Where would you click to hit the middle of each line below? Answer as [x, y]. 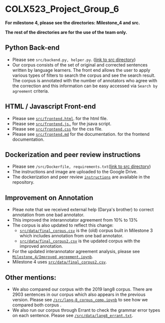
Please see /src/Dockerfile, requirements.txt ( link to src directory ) [82, 166]
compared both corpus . [37, 305]
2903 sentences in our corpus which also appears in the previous [79, 294]
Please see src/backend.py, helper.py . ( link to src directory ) [74, 60]
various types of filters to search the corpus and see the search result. [84, 75]
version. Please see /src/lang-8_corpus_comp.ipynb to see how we [80, 300]
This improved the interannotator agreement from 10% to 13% [75, 220]
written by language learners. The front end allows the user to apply [81, 70]
